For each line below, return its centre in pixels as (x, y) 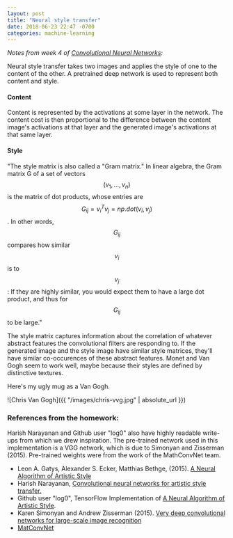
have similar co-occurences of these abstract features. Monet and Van (109, 358)
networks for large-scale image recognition (79, 521)
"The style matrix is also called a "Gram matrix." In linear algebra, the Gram (115, 166)
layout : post (26, 14)
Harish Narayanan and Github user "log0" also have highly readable (104, 433)
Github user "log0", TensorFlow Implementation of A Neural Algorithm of (121, 498)
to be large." (25, 323)
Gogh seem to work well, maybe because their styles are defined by (105, 365)
